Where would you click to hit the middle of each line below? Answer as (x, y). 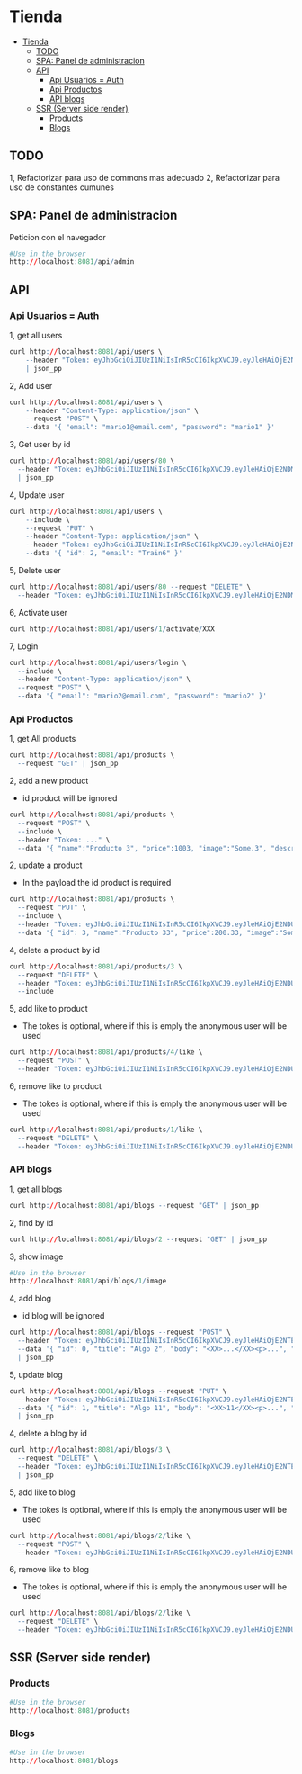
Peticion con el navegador (58, 237)
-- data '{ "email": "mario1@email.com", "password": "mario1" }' (151, 428)
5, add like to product (49, 1009)
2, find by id (31, 1222)
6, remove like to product (55, 1085)
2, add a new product (49, 781)
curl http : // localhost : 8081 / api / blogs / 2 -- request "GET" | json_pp (138, 1239)
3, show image (36, 1256)
